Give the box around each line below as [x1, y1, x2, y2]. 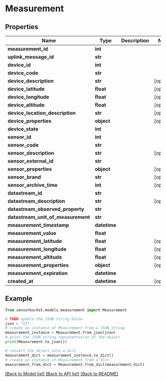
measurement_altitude [7, 254, 62, 260]
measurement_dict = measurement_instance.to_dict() [5, 353, 114, 358]
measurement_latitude [7, 238, 62, 244]
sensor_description [7, 150, 54, 156]
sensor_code [7, 141, 39, 148]
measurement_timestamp [7, 222, 69, 228]
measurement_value [7, 230, 57, 237]
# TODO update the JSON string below [5, 316, 83, 321]
